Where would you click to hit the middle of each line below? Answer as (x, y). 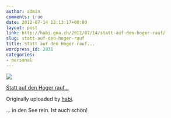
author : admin (23, 11)
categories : (20, 55)
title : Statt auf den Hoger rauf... (50, 44)
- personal (19, 60)
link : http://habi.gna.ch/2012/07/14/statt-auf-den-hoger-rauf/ (86, 33)
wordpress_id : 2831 (30, 49)
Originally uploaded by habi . (40, 99)
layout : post (22, 28)
